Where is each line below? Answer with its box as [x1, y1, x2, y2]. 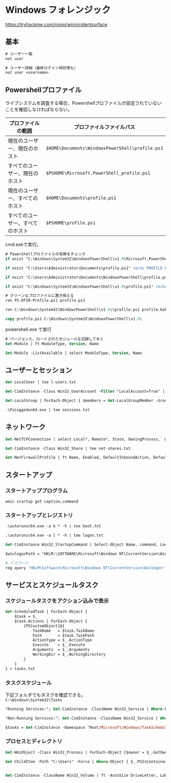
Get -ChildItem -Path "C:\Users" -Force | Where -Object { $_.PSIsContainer [5, 759, 167, 764]
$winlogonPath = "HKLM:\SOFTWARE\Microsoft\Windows [5, 551, 117, 556]
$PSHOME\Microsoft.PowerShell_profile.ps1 [45, 170, 151, 176]
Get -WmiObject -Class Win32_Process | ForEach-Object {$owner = [5, 750, 145, 755]
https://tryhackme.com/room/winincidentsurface [5, 21, 108, 28]
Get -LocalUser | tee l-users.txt [5, 379, 76, 385]
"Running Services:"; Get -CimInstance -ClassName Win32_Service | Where [5, 706, 163, 711]
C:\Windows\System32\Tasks [5, 697, 63, 702]
